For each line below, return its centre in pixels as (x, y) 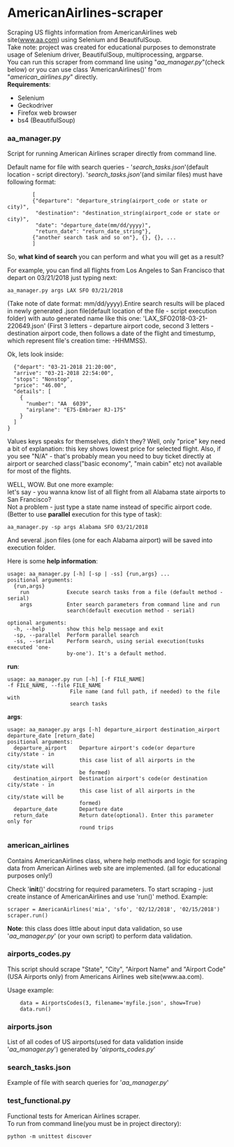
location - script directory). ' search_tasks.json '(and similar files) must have (115, 175)
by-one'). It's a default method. (117, 654)
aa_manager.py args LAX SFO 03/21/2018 (65, 291)
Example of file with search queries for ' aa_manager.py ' (88, 1083)
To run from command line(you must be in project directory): (94, 1123)
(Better (17, 514)
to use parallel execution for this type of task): (95, 514)
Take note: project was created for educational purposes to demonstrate (112, 47)
